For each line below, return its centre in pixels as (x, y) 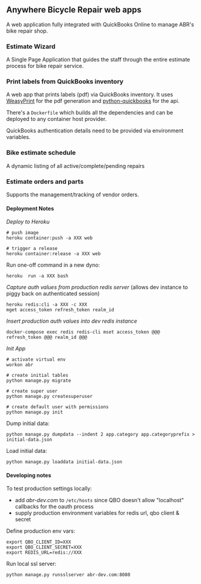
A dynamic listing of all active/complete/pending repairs (76, 166)
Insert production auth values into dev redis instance (72, 321)
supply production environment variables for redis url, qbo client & (97, 513)
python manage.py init (35, 412)
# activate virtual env (36, 360)
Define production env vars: (41, 531)
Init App (16, 349)
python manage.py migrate (39, 381)
